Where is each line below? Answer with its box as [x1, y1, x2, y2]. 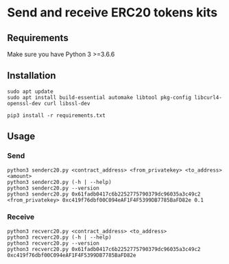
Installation [7, 70, 56, 81]
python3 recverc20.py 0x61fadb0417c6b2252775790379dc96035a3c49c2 [7, 246, 201, 252]
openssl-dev [7, 100, 41, 107]
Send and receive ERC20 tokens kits [7, 5, 218, 21]
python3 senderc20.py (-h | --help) [7, 179, 112, 185]
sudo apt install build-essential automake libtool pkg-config [7, 94, 192, 101]
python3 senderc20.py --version [7, 185, 99, 192]
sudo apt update [7, 88, 53, 95]
